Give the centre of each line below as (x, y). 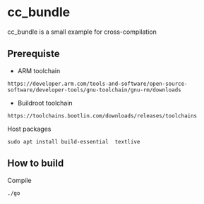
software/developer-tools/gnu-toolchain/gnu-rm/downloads (94, 90)
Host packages (29, 129)
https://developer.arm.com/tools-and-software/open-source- (98, 84)
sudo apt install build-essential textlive (74, 141)
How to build (36, 164)
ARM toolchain (39, 70)
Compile (19, 180)
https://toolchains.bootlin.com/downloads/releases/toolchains (102, 116)
